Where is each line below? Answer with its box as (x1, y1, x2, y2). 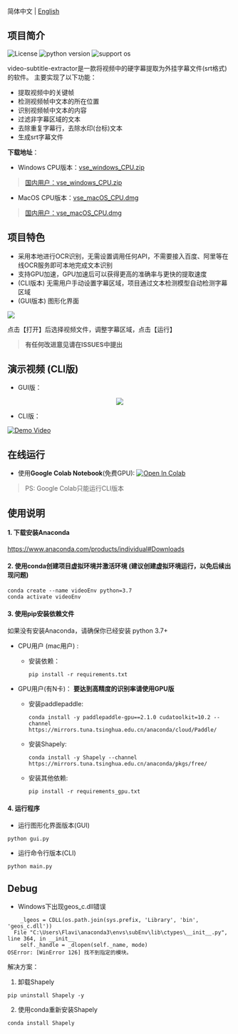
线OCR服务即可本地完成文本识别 (17, 261, 113, 269)
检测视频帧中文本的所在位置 (17, 96, 100, 106)
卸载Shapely (17, 978, 55, 986)
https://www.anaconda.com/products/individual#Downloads (7, 544, 185, 553)
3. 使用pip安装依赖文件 (7, 609, 75, 618)
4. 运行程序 (7, 803, 41, 813)
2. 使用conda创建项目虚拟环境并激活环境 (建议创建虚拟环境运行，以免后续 (7, 562, 225, 571)
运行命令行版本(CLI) (17, 849, 76, 858)
